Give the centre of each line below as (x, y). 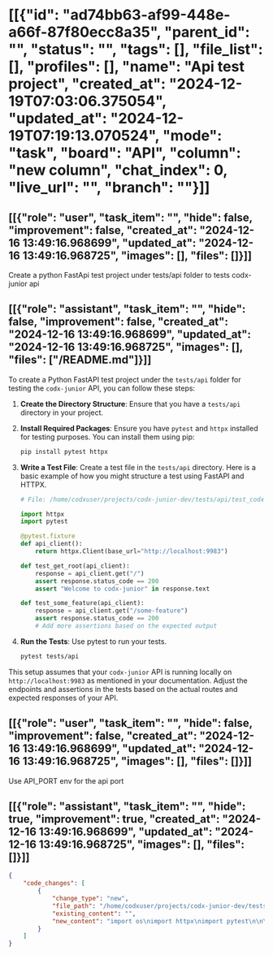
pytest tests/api (50, 656)
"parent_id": (207, 32)
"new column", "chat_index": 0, (118, 170)
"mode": (192, 136)
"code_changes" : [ (54, 884)
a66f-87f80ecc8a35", (85, 32)
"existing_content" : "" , (94, 914)
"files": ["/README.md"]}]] (80, 360)
